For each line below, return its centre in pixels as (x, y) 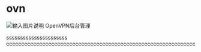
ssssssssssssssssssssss (37, 37)
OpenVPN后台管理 (68, 25)
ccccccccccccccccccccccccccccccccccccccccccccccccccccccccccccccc (101, 44)
